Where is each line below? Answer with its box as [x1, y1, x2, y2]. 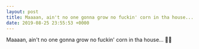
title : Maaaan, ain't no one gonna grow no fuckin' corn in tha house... [6, 14, 194, 20]
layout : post [6, 8, 39, 15]
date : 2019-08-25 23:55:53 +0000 [6, 20, 90, 26]
